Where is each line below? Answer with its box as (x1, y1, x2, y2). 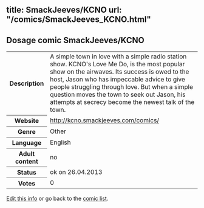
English (50, 138, 71, 147)
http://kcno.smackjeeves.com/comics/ (50, 116, 160, 124)
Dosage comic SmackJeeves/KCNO (6, 35, 144, 45)
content (15, 157, 38, 165)
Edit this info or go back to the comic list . (6, 195, 109, 202)
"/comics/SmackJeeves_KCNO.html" (6, 15, 152, 25)
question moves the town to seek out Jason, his (50, 91, 186, 99)
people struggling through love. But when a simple (50, 83, 193, 91)
